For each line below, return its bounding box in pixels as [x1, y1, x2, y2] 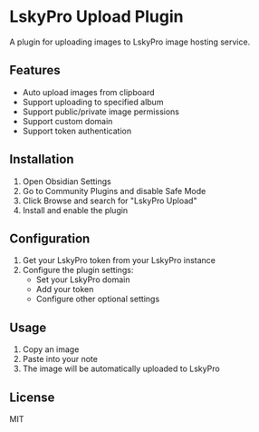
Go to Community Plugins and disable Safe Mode [22, 185, 206, 196]
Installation [9, 152, 74, 167]
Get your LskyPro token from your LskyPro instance [22, 255, 216, 266]
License [9, 389, 55, 405]
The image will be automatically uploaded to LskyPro [22, 363, 220, 374]
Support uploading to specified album [22, 96, 164, 107]
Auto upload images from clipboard [22, 86, 155, 97]
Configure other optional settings [35, 293, 160, 305]
